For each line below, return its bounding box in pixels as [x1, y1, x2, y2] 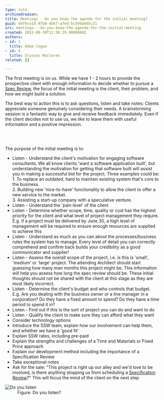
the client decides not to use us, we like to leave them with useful [5, 116, 137, 122]
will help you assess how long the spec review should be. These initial [12, 270, 154, 276]
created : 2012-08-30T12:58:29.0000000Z [5, 30, 87, 35]
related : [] [5, 58, 29, 62]
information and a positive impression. [5, 122, 82, 127]
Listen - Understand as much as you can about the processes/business [12, 234, 157, 240]
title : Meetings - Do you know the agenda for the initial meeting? [5, 16, 148, 21]
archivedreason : [5, 12, 38, 17]
